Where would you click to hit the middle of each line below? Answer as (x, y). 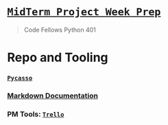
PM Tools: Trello (36, 114)
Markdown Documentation (52, 95)
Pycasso (20, 78)
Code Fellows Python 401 (60, 30)
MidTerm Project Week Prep (84, 12)
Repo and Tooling (58, 58)
